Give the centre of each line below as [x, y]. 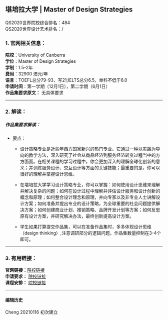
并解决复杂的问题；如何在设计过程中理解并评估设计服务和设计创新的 [90, 191]
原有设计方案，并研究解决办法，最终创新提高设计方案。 [77, 216]
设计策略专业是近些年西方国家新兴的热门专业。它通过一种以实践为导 [90, 149]
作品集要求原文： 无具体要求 [34, 93]
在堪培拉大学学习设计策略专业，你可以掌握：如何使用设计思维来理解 [90, 185]
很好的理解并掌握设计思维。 [48, 174]
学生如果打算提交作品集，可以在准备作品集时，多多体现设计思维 [85, 227]
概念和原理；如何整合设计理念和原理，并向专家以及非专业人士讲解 [88, 197]
